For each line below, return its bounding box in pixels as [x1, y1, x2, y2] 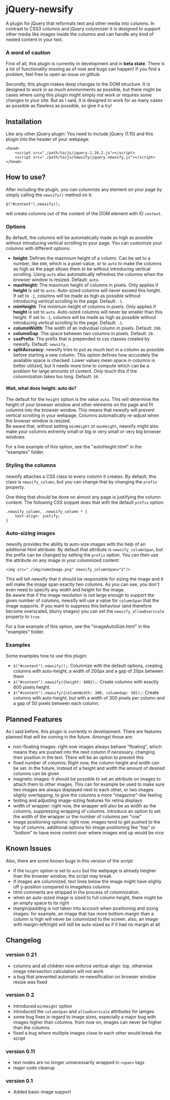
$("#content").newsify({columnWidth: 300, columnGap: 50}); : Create [13, 689, 159, 696]
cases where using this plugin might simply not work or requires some [6, 92, 152, 98]
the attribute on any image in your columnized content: [6, 557, 120, 563]
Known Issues [6, 844, 52, 853]
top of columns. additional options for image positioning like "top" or [13, 824, 156, 831]
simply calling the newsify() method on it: [6, 191, 93, 198]
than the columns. [13, 1024, 51, 1031]
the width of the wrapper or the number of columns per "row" [13, 813, 142, 820]
